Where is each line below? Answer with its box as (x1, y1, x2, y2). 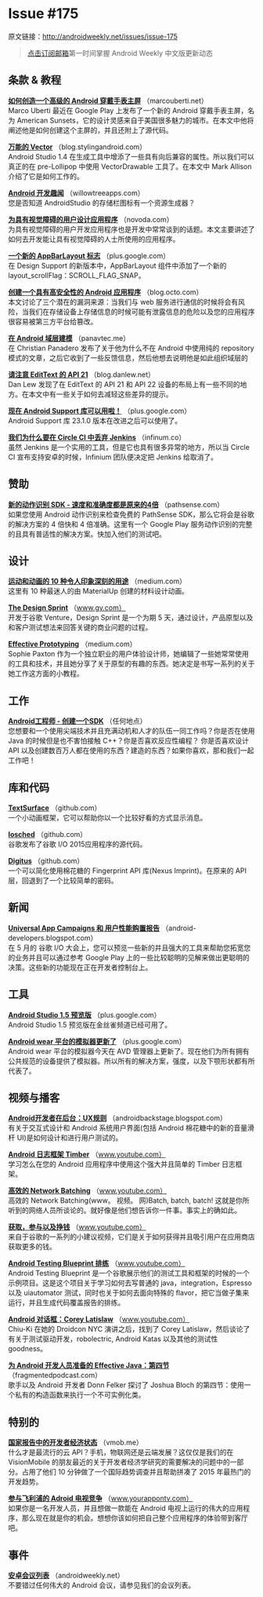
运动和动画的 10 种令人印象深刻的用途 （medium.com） (8, 576, 186, 586)
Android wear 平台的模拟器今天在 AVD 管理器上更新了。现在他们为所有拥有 (8, 1046, 250, 1056)
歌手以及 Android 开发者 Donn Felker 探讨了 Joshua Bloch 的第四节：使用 (8, 1380, 244, 1390)
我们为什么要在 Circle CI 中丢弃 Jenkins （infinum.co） (8, 433, 186, 442)
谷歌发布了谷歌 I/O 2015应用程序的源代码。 (8, 839, 147, 849)
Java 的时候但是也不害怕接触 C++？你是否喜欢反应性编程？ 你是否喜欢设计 (8, 736, 249, 746)
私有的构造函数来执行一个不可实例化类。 (14, 1391, 146, 1400)
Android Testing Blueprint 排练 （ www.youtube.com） (8, 1259, 186, 1268)
